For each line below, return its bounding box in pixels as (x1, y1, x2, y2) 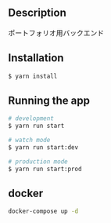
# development (8, 115, 55, 122)
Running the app (8, 93, 90, 107)
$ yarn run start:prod (8, 165, 82, 173)
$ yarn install (8, 72, 58, 80)
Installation (8, 51, 64, 65)
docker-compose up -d (8, 207, 79, 215)
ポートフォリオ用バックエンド (8, 27, 104, 38)
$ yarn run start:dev (8, 143, 79, 152)
